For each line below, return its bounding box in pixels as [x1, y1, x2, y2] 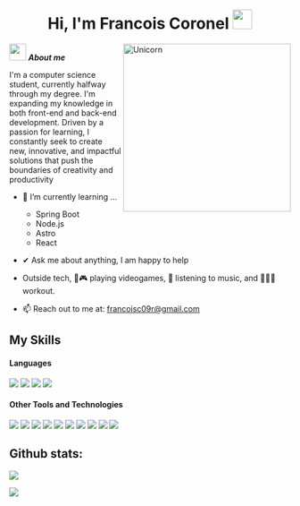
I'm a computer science [9, 69, 96, 80]
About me [28, 52, 66, 63]
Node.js [35, 218, 65, 228]
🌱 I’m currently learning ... [21, 191, 118, 202]
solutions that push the [9, 155, 94, 166]
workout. [21, 285, 55, 296]
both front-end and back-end [9, 107, 118, 118]
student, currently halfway [9, 79, 106, 90]
